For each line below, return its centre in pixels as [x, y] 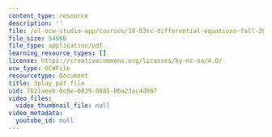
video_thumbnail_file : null [63, 106]
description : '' [36, 23]
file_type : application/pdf [56, 46]
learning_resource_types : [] [57, 53]
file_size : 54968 [38, 38]
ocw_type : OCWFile [39, 68]
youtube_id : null [45, 121]
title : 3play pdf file [47, 83]
